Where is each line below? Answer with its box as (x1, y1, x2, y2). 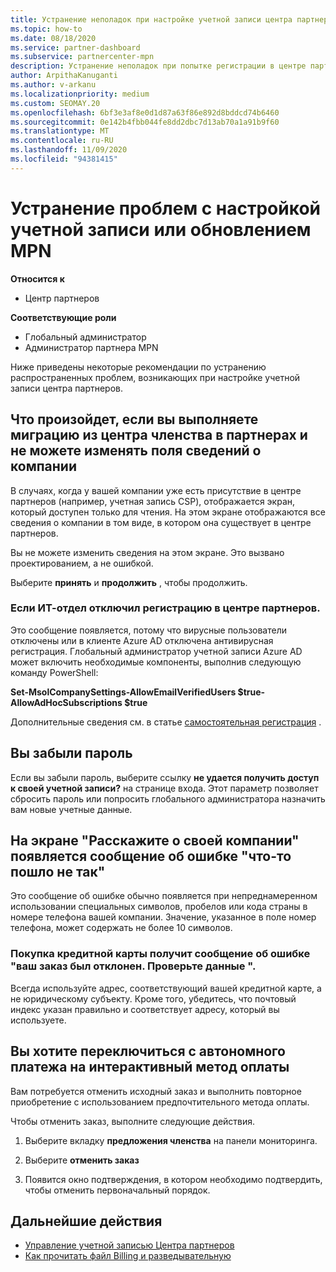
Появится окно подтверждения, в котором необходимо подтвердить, (24, 1173, 323, 1185)
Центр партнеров (24, 292, 100, 304)
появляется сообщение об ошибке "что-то (10, 848, 292, 865)
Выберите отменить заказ (24, 1154, 140, 1166)
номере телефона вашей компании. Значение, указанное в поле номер (10, 911, 317, 923)
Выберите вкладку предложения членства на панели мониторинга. (24, 1134, 318, 1146)
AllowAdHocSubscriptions (10, 696, 123, 708)
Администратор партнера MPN (24, 341, 159, 353)
